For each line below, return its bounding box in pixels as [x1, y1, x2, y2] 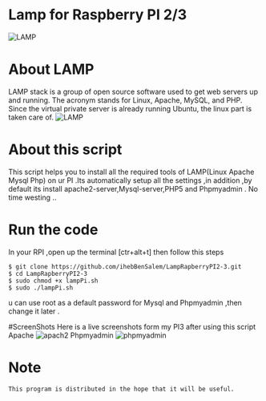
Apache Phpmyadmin [8, 330, 114, 340]
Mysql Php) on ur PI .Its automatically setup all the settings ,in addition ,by [8, 175, 252, 185]
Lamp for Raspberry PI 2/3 [8, 6, 187, 24]
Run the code [8, 221, 99, 238]
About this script [8, 140, 123, 159]
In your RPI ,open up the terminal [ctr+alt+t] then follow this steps [8, 247, 224, 257]
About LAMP [8, 60, 95, 79]
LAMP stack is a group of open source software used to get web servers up [8, 87, 259, 96]
